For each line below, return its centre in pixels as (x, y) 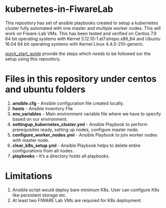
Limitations (29, 176)
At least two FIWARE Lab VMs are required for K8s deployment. (77, 200)
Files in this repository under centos (81, 79)
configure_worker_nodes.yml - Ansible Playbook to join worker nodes (85, 135)
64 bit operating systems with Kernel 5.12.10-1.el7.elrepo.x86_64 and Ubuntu (83, 39)
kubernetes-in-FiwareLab (59, 9)
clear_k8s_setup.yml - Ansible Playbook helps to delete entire (76, 145)
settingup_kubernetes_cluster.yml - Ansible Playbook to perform (80, 124)
